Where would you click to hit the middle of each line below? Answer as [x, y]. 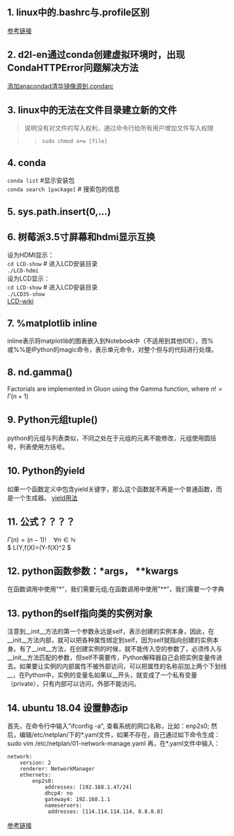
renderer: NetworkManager [57, 769]
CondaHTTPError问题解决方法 [73, 68]
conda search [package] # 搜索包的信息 [64, 189]
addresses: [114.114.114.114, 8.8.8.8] [106, 812]
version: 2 [36, 763]
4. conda [27, 163]
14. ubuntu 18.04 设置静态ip [68, 708]
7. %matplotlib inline [52, 323]
